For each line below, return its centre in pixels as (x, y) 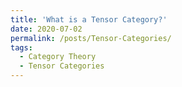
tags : (21, 47)
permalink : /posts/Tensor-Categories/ (91, 38)
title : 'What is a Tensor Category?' (89, 19)
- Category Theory (58, 57)
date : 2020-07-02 (46, 29)
